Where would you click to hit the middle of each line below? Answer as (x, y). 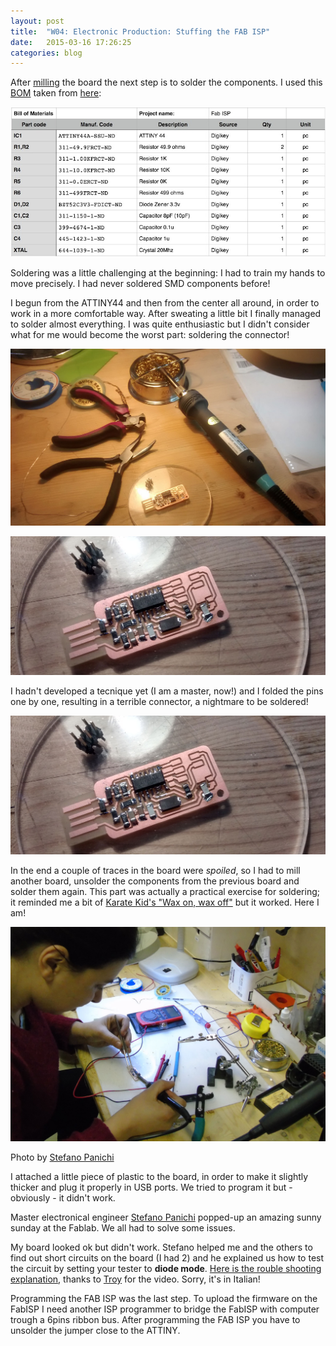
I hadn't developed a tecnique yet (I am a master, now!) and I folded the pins (167, 691)
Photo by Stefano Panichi (62, 1157)
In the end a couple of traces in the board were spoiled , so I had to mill (155, 870)
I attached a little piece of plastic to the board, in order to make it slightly (159, 1177)
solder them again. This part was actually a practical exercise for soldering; (165, 891)
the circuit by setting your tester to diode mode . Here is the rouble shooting (166, 1269)
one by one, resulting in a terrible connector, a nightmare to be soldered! (159, 701)
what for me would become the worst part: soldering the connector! (150, 334)
